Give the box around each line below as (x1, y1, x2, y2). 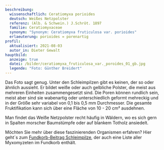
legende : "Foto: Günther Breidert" (9, 66, 82, 71)
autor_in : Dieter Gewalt (9, 48, 60, 53)
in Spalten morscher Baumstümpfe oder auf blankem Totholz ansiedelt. (5, 120, 149, 126)
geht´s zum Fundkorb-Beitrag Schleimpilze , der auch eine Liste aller (5, 134, 142, 140)
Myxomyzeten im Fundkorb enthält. (5, 140, 77, 145)
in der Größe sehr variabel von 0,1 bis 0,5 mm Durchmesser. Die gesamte (5, 100, 152, 106)
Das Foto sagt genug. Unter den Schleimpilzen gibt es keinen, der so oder (5, 79, 154, 85)
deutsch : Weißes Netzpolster (9, 16, 69, 21)
